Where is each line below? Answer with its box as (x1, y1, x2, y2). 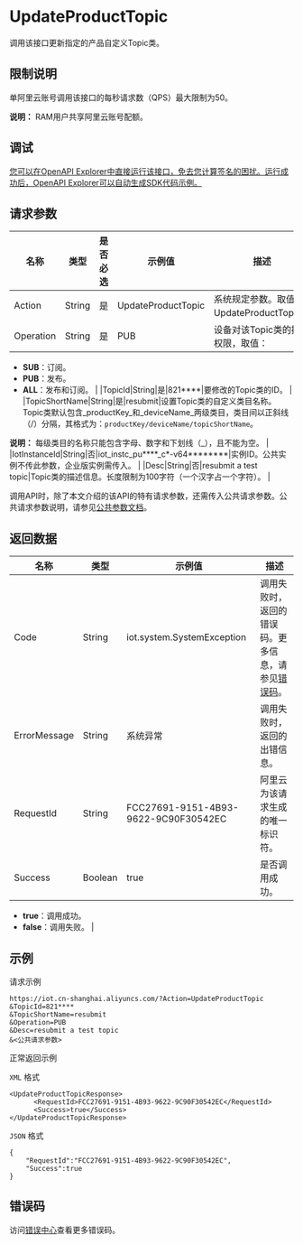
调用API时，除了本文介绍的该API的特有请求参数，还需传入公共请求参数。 (9, 490, 280, 502)
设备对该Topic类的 (213, 323, 291, 336)
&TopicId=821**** (9, 1002, 75, 1011)
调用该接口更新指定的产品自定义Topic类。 (9, 37, 165, 48)
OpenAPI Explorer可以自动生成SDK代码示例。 (32, 177, 203, 188)
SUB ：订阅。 (22, 362, 71, 373)
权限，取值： (213, 337, 269, 349)
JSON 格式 (9, 1130, 44, 1141)
